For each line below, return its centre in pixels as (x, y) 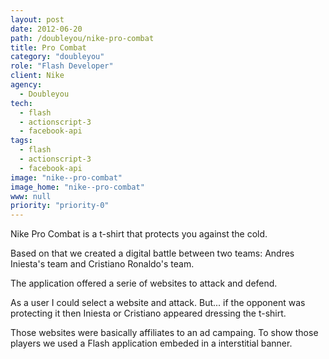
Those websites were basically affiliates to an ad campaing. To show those (164, 333)
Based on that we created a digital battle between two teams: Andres (152, 253)
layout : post (37, 19)
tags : (21, 141)
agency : (26, 85)
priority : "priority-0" (60, 206)
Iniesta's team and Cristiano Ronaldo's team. (102, 264)
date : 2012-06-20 (46, 29)
